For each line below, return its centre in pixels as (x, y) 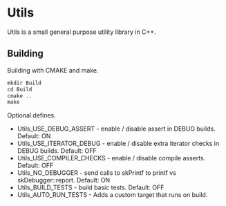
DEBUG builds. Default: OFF (57, 151)
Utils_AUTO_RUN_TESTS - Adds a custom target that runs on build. (112, 195)
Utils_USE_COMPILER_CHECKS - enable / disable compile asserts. (111, 158)
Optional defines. (32, 115)
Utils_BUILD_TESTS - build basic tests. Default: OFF (91, 187)
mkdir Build (24, 83)
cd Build (20, 89)
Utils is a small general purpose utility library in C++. (82, 32)
